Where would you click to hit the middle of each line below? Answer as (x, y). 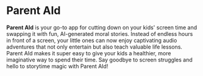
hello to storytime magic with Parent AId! (57, 66)
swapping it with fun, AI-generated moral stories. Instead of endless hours (100, 33)
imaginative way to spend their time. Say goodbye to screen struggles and (100, 60)
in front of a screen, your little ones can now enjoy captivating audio (92, 40)
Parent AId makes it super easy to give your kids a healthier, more (89, 53)
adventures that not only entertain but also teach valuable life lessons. (94, 47)
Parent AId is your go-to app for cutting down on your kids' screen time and (101, 27)
